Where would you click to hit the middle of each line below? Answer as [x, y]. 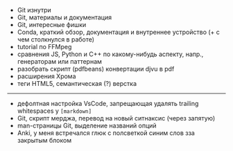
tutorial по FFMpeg [44, 47]
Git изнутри [34, 10]
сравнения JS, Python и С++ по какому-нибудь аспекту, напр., [110, 54]
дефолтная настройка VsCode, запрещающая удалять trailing [108, 104]
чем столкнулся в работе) [56, 39]
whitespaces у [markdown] [54, 111]
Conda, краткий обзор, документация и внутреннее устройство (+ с [119, 32]
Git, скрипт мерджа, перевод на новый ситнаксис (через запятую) [116, 118]
